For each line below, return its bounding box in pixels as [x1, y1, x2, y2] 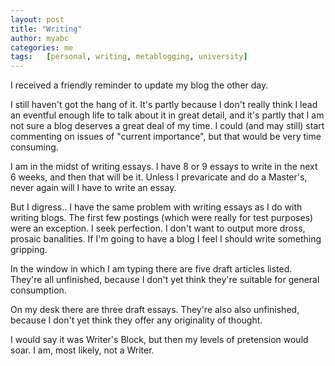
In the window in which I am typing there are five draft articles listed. [10, 263, 293, 275]
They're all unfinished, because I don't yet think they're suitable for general [10, 274, 320, 286]
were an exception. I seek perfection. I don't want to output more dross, [10, 222, 306, 235]
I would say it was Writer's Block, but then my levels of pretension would [10, 334, 309, 346]
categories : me [10, 42, 74, 53]
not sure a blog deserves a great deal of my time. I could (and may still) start [10, 120, 325, 132]
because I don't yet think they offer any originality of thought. [10, 314, 263, 326]
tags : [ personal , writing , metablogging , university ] [10, 52, 248, 62]
